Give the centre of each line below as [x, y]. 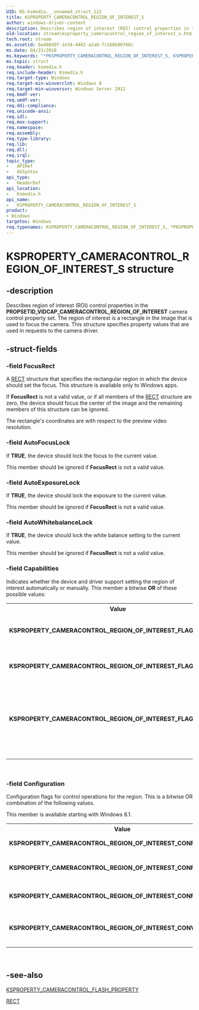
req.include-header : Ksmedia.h [45, 72]
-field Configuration [36, 784]
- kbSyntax [22, 172]
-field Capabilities [33, 569]
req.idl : [17, 116]
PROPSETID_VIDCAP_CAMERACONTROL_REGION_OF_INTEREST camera [97, 311]
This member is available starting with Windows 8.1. [69, 814]
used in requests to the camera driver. [53, 330]
